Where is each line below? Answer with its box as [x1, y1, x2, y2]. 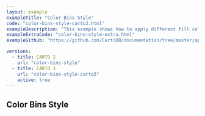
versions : [6, 48, 32, 55]
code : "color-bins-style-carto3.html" [6, 20, 105, 26]
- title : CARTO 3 [12, 65, 56, 71]
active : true [17, 77, 51, 83]
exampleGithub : [6, 37, 45, 43]
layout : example [6, 9, 48, 15]
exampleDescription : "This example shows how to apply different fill [6, 26, 190, 32]
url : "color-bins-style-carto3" [17, 71, 99, 77]
